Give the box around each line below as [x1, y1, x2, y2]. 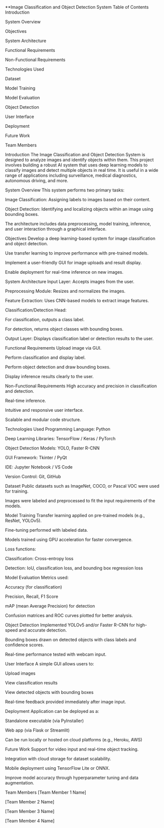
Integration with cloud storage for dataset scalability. [5, 756, 112, 761]
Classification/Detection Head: [5, 307, 67, 313]
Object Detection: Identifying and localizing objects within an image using [5, 206, 153, 212]
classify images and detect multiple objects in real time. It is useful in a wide [5, 167, 159, 173]
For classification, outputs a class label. [5, 317, 85, 322]
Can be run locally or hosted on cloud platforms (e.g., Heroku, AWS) [5, 737, 142, 742]
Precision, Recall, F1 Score [5, 593, 59, 599]
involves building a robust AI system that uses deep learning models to [5, 162, 148, 168]
